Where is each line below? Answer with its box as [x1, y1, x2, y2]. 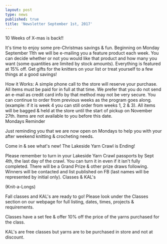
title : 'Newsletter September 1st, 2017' [5, 21, 93, 27]
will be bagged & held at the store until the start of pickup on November [5, 108, 152, 114]
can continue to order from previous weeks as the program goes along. [5, 97, 152, 103]
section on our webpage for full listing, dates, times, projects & [5, 199, 134, 205]
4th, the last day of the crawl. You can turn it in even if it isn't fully [5, 158, 140, 164]
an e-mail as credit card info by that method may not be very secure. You [5, 92, 156, 98]
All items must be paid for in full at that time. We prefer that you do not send [5, 86, 161, 93]
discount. [5, 234, 24, 240]
